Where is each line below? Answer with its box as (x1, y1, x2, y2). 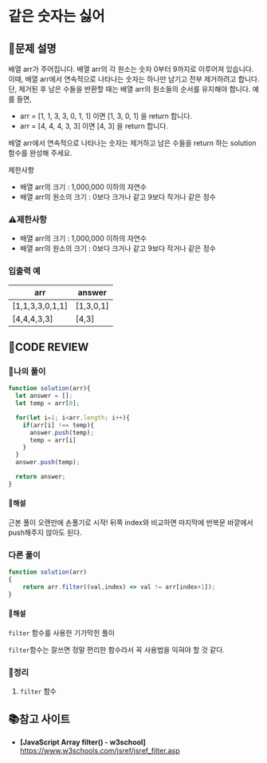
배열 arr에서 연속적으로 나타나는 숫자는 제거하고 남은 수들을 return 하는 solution (8, 138, 257, 148)
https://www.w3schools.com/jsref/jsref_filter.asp (19, 746, 180, 756)
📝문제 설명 (8, 42, 57, 55)
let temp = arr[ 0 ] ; (15, 399, 80, 407)
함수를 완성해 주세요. (8, 149, 73, 157)
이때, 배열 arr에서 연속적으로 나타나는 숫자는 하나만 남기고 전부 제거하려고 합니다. (8, 74, 260, 84)
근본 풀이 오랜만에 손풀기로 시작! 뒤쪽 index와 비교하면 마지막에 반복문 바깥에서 (8, 517, 253, 527)
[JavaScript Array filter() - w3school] (19, 737, 146, 747)
